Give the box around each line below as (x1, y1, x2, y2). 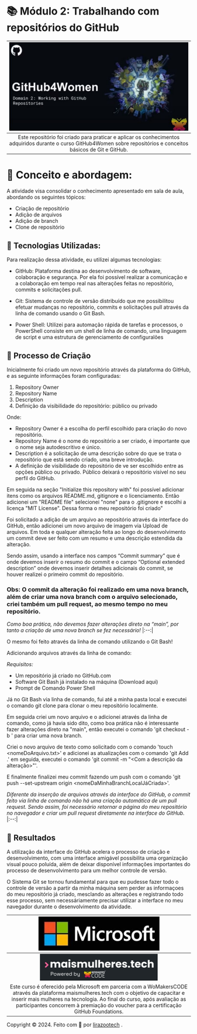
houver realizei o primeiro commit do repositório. (6, 571, 125, 578)
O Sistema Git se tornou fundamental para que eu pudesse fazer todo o (6, 878, 179, 885)
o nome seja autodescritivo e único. (15, 443, 102, 450)
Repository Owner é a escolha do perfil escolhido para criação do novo (15, 425, 187, 432)
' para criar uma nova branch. (11, 732, 82, 739)
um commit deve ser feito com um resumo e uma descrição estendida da (6, 535, 183, 542)
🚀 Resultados (6, 833, 56, 843)
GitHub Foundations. (74, 1008, 124, 1015)
